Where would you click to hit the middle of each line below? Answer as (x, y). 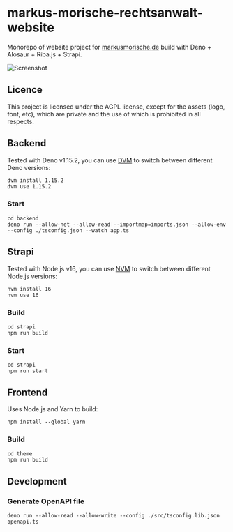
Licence (25, 90)
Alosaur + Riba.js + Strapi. (45, 54)
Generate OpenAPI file (46, 501)
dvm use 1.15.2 (29, 186)
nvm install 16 (29, 289)
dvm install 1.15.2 (36, 180)
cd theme (20, 454)
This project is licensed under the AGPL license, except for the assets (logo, (116, 107)
